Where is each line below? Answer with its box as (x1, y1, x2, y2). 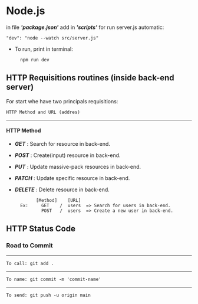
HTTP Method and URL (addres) (6, 109, 81, 115)
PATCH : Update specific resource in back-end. (14, 174, 130, 181)
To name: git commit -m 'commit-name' (6, 276, 101, 282)
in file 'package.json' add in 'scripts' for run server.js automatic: (6, 24, 164, 31)
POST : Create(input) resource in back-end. (14, 152, 121, 159)
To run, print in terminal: (14, 45, 73, 53)
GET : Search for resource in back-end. (14, 140, 111, 147)
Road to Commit (6, 241, 53, 250)
